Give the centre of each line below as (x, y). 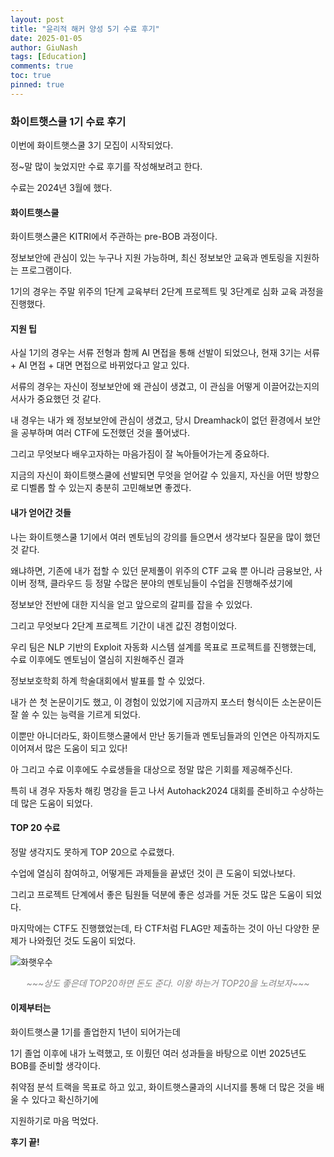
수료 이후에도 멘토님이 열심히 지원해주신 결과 (97, 659)
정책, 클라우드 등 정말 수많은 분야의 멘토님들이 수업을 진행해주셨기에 (160, 583)
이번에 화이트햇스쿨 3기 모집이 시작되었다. (92, 145)
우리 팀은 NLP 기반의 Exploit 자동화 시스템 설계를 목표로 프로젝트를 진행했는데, (163, 647)
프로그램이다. (46, 270)
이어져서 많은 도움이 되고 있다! (69, 748)
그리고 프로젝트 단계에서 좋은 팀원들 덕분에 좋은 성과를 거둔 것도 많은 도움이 (157, 894)
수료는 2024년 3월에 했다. (61, 188)
